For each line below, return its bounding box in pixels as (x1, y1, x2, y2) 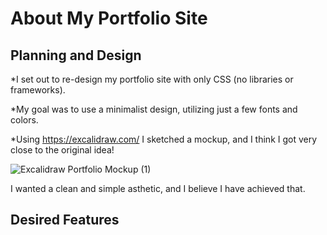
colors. (10, 114, 39, 126)
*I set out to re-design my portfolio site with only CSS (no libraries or (10, 73, 294, 85)
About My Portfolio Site (10, 7, 208, 30)
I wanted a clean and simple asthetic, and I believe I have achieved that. (10, 183, 306, 194)
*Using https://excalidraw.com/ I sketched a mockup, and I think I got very (10, 133, 318, 145)
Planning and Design (10, 47, 142, 64)
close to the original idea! (10, 144, 115, 156)
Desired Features (10, 212, 120, 229)
